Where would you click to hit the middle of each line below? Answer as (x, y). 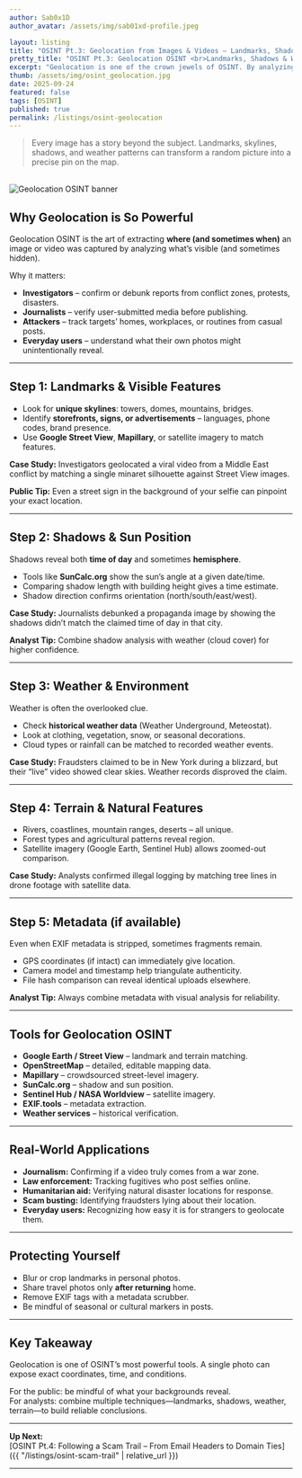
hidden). (25, 258)
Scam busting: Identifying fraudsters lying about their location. (139, 1200)
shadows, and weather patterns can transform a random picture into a (161, 153)
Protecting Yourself (65, 1256)
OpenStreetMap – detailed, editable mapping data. (116, 1065)
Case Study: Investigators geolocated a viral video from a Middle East (139, 464)
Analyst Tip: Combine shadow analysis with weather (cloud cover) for (139, 640)
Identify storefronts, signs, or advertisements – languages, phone (146, 418)
